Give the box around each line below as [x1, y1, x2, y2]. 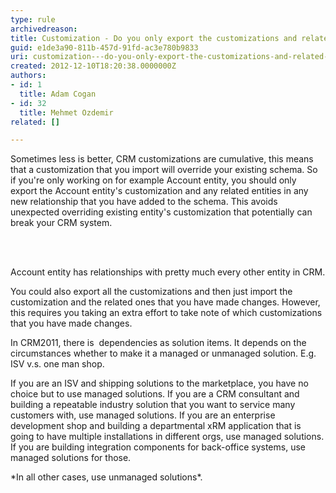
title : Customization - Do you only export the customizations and [10, 33, 298, 43]
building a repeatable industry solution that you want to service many [10, 399, 296, 411]
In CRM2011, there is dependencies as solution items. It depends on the [10, 337, 307, 349]
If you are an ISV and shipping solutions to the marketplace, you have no [10, 377, 309, 390]
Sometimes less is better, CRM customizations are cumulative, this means [10, 153, 314, 165]
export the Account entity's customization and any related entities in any [10, 185, 309, 197]
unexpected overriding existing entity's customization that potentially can [10, 206, 313, 218]
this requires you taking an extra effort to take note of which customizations [10, 307, 323, 319]
